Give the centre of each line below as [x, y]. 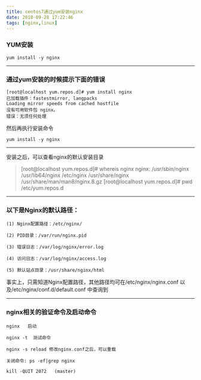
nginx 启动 [22, 326]
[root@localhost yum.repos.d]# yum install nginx [69, 92]
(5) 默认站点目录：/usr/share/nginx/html [55, 270]
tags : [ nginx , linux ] [32, 23]
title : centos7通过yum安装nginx [45, 12]
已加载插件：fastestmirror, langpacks [52, 98]
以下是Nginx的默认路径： [43, 210]
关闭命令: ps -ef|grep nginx [41, 361]
